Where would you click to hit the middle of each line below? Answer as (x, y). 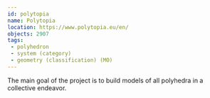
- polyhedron (30, 47)
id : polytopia (28, 14)
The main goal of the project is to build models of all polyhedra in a (105, 80)
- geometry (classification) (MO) (62, 60)
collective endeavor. (37, 88)
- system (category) (41, 54)
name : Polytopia (31, 21)
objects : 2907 (28, 34)
